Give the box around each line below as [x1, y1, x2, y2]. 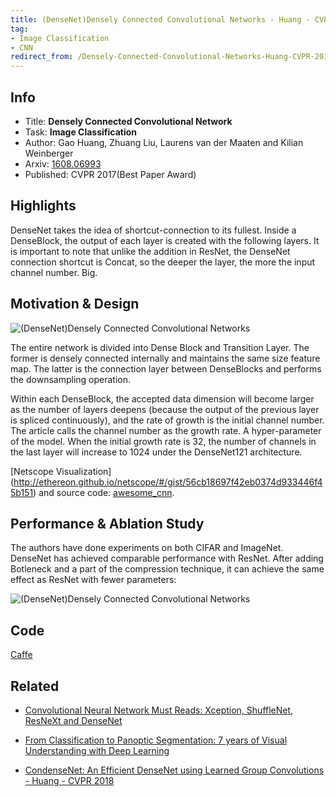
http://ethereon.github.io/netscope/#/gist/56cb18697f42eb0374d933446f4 [13, 476, 323, 488]
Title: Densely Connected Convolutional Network [24, 115, 233, 127]
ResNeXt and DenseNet [24, 715, 123, 726]
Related [10, 677, 60, 695]
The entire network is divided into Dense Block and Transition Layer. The [10, 341, 310, 353]
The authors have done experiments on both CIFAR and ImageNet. [10, 542, 284, 554]
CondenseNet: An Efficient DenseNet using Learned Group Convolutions [24, 764, 325, 776]
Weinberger [24, 147, 74, 159]
